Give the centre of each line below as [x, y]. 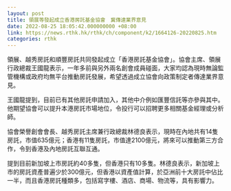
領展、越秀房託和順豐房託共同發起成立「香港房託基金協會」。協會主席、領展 [114, 60]
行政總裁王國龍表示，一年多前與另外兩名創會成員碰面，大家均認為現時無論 [112, 68]
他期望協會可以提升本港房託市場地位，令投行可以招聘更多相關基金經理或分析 [115, 109]
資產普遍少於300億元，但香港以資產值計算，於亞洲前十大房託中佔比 [127, 172]
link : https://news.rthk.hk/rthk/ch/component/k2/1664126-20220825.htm [112, 33]
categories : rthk [32, 39]
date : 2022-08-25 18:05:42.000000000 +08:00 [72, 26]
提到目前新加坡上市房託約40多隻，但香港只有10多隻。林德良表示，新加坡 [111, 164]
